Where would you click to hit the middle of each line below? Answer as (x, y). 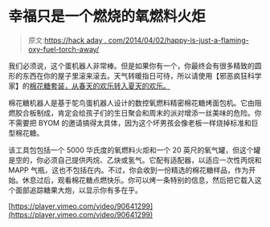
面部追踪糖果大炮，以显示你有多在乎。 (78, 190)
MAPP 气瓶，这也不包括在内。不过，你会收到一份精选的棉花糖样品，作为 (129, 170)
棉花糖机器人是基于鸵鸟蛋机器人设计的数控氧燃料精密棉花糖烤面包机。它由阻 (135, 103)
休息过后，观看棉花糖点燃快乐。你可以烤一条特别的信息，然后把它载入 (138, 180)
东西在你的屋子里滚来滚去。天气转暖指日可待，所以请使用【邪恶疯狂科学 (142, 75)
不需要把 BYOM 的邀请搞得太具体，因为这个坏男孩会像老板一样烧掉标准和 (130, 123)
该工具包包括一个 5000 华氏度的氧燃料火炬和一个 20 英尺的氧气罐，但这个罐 (135, 150)
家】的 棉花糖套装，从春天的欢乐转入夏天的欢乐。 (89, 86)
